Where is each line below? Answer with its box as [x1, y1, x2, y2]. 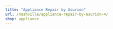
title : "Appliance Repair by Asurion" [5, 7, 86, 12]
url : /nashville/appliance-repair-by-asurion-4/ [5, 12, 108, 17]
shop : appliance [5, 16, 39, 21]
